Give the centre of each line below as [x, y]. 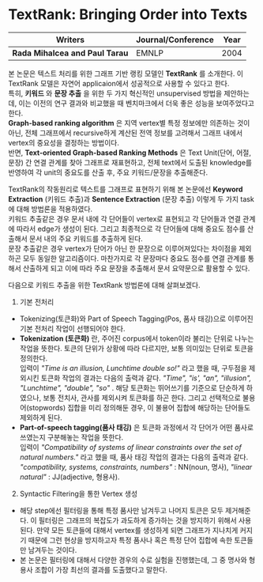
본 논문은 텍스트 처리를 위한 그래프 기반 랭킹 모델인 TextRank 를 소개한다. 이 [126, 74]
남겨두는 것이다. [53, 550]
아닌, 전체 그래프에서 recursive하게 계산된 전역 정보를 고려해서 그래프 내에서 [126, 133]
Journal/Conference [175, 40]
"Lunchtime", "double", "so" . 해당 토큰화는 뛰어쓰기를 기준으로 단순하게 [132, 387]
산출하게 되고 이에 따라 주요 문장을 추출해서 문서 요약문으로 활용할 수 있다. [136, 268]
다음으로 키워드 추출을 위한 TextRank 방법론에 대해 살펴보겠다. [104, 285]
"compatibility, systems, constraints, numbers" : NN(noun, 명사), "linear [136, 467]
